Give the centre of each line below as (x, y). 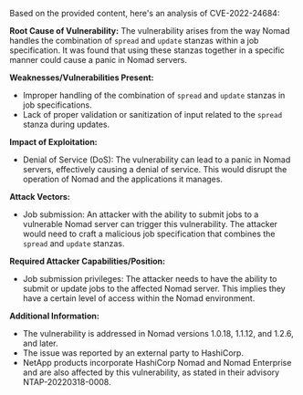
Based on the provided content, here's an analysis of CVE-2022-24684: (145, 13)
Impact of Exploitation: (53, 142)
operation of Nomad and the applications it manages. (123, 179)
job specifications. (57, 105)
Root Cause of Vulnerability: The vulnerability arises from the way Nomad (150, 31)
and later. (40, 343)
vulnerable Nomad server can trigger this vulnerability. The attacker (150, 224)
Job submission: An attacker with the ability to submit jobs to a (141, 214)
